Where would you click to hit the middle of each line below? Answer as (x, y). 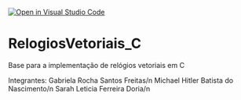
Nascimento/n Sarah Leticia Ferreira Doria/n (79, 88)
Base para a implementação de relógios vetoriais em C (97, 65)
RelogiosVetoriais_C (75, 44)
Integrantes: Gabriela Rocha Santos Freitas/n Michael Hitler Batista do (121, 80)
